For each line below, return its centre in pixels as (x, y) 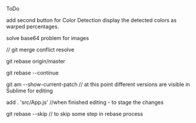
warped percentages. (33, 27)
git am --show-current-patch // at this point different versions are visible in (98, 84)
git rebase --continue (32, 73)
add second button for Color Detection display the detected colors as (91, 20)
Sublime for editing (30, 91)
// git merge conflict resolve (40, 50)
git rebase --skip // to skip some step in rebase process (75, 114)
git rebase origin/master (36, 61)
